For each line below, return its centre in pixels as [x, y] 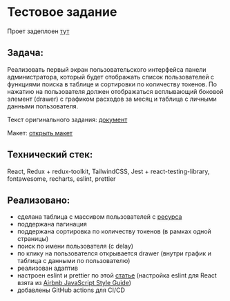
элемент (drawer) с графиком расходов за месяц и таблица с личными [112, 99]
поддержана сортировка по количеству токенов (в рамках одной [114, 231]
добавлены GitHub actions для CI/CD [71, 290]
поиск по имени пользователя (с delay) [75, 246]
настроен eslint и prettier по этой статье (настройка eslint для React [117, 275]
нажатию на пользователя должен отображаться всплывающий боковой [115, 91]
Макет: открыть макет [40, 133]
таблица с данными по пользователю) [74, 261]
